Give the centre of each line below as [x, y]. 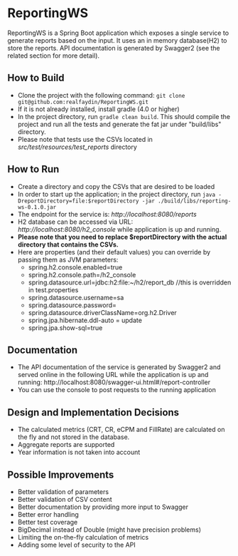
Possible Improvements [61, 474]
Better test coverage [48, 522]
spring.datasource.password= [72, 305]
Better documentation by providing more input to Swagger [103, 507]
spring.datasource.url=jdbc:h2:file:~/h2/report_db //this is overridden [130, 282]
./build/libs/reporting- [194, 201]
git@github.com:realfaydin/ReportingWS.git [83, 102]
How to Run [33, 169]
